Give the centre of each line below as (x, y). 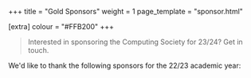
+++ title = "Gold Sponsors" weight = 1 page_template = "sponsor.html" (125, 11)
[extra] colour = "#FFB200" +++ (61, 26)
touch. (38, 50)
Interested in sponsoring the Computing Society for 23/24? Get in (135, 42)
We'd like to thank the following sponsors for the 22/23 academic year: (125, 65)
